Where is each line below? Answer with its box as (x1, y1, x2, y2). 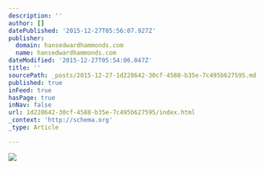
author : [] (8, 19, 45, 27)
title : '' (8, 64, 42, 72)
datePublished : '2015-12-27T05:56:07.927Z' (8, 26, 156, 34)
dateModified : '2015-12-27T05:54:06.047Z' (8, 57, 152, 65)
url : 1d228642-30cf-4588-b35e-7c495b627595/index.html (8, 109, 196, 117)
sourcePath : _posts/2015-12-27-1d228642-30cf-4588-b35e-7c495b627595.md (8, 71, 257, 79)
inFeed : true (8, 86, 52, 95)
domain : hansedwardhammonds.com (15, 42, 124, 50)
